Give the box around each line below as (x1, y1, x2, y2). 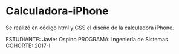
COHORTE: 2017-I (5, 42, 51, 49)
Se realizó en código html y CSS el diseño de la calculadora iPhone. (5, 24, 174, 31)
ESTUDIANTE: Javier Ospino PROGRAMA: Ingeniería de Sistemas (5, 35, 169, 43)
